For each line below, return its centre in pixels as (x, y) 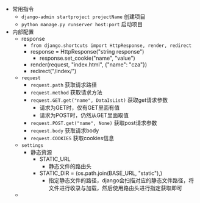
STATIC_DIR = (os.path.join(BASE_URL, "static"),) (101, 173)
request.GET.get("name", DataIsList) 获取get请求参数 (99, 100)
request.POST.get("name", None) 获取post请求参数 (94, 123)
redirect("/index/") (53, 71)
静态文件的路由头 (70, 166)
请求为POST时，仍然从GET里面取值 (84, 115)
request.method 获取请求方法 (66, 92)
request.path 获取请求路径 (64, 85)
